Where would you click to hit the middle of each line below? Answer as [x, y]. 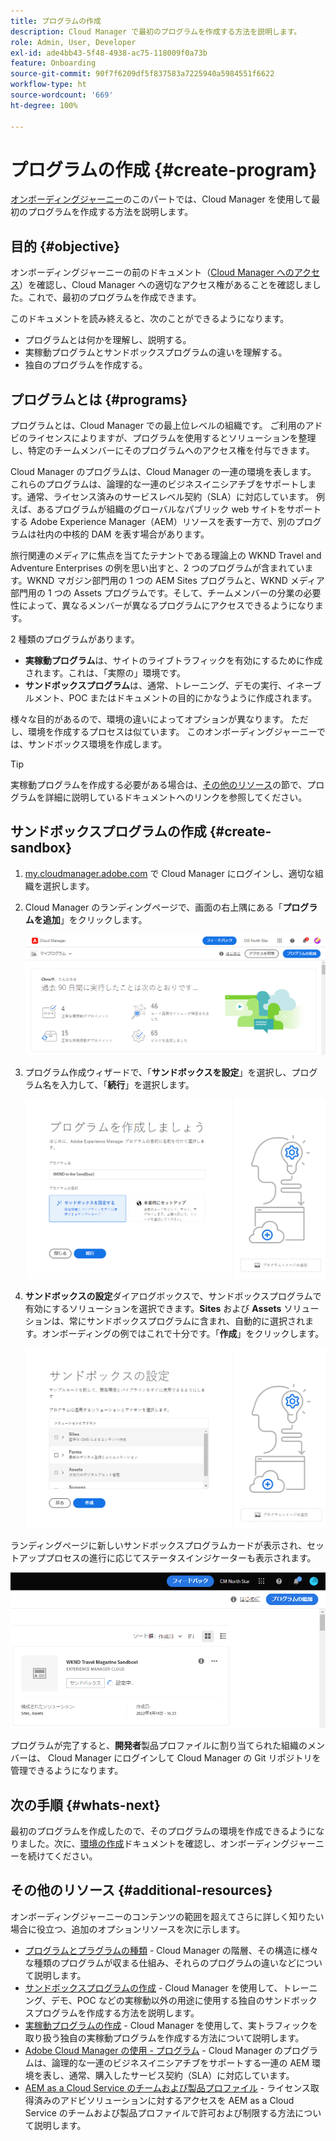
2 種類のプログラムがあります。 [75, 639]
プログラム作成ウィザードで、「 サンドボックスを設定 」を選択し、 [158, 1072]
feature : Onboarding [53, 63]
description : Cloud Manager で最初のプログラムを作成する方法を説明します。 [156, 31]
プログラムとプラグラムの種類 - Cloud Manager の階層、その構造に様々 [171, 1950]
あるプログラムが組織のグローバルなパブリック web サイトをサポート [179, 509]
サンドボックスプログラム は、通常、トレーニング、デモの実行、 [155, 686]
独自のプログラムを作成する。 [86, 365]
